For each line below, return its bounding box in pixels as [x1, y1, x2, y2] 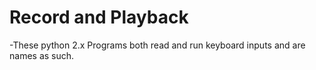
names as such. [9, 49, 75, 61]
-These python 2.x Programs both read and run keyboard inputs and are [9, 39, 306, 51]
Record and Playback [9, 6, 189, 29]
